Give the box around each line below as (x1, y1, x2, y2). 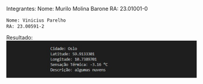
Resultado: (6, 34, 33, 41)
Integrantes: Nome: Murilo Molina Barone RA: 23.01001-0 (6, 5, 148, 12)
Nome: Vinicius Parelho (6, 17, 66, 23)
